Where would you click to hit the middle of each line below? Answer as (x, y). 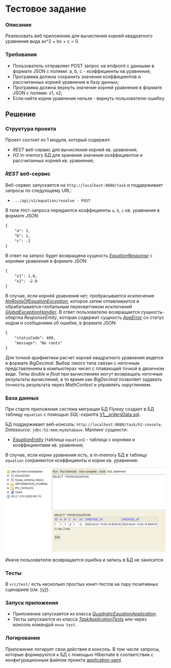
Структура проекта (31, 129)
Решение (21, 115)
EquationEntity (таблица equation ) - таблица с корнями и (74, 440)
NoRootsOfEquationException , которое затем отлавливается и (72, 301)
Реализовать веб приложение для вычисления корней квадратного (79, 36)
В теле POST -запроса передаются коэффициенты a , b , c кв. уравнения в (82, 210)
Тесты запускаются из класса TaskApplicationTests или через (80, 619)
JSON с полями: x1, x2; (37, 93)
